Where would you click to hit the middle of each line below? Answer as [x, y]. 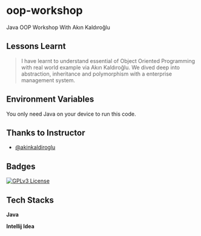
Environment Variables [50, 100]
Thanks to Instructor [46, 133]
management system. [48, 80]
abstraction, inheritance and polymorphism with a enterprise [97, 74]
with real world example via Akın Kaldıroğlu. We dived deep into [100, 67]
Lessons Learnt [36, 46]
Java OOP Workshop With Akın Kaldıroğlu [58, 27]
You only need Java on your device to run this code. [71, 114]
